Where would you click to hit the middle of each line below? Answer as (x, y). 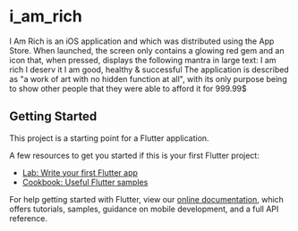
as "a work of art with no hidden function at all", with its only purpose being (149, 78)
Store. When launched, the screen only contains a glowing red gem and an (147, 50)
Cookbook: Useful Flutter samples (85, 182)
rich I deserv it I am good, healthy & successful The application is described (149, 70)
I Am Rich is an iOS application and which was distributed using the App (142, 41)
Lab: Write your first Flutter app (80, 172)
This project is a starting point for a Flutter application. (109, 138)
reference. (28, 218)
